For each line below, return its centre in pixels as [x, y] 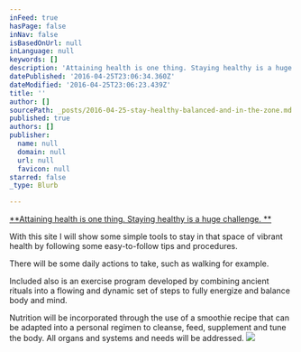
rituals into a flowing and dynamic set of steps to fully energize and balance [150, 291]
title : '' [28, 93]
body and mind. [38, 301]
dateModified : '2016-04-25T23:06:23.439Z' [90, 85]
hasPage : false [38, 26]
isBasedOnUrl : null [46, 43]
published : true [40, 118]
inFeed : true [34, 18]
